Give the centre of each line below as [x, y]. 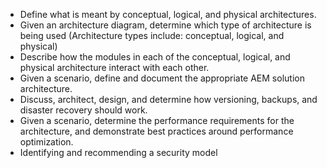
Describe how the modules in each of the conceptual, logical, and [155, 57]
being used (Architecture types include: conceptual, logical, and [152, 35]
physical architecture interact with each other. [114, 67]
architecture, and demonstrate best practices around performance [156, 131]
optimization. [46, 142]
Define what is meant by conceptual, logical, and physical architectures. [168, 14]
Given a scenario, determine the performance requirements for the [157, 120]
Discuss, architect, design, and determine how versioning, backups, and [168, 99]
